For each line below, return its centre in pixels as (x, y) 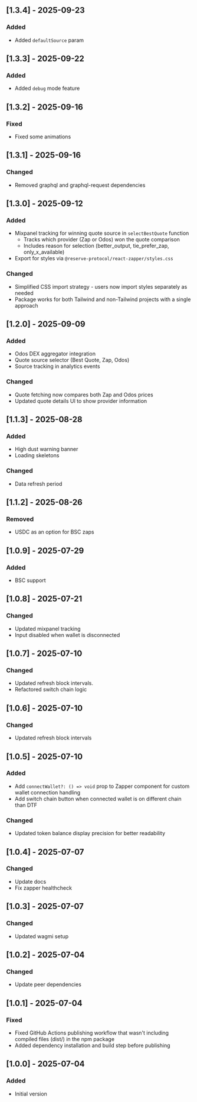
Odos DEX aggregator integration (55, 354)
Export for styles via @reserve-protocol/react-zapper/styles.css (94, 258)
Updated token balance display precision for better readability (90, 833)
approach (26, 305)
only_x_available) (44, 252)
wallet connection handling (47, 792)
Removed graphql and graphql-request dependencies (80, 185)
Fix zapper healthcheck (43, 888)
